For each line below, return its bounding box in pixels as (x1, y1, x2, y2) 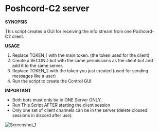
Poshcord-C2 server (5, 3, 89, 14)
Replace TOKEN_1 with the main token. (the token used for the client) (12, 52, 150, 58)
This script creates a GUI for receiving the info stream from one (5, 28, 132, 34)
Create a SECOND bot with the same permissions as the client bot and (12, 57, 153, 63)
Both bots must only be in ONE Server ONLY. (12, 97, 102, 102)
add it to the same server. (12, 63, 64, 68)
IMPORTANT (5, 87, 31, 93)
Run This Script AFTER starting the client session (12, 102, 110, 108)
